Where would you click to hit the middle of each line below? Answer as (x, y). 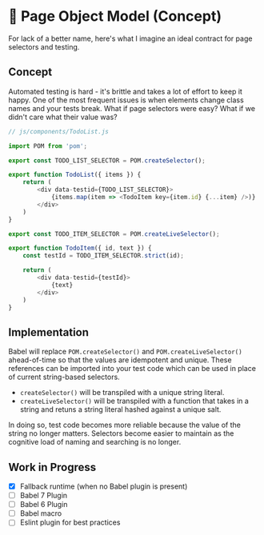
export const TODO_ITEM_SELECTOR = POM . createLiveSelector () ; (114, 234)
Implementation (49, 332)
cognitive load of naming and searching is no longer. (95, 442)
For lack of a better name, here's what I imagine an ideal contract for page (130, 38)
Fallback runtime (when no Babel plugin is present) (104, 486)
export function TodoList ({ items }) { (75, 175)
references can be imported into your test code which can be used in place (132, 369)
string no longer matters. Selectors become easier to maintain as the (121, 433)
